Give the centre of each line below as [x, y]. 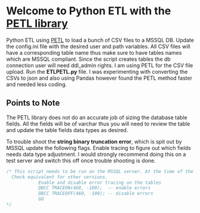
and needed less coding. [36, 84]
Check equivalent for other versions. [60, 177]
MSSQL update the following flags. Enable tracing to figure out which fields [99, 148]
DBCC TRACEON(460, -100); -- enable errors [94, 188]
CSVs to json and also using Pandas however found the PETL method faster [99, 78]
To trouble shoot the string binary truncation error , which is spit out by [94, 142]
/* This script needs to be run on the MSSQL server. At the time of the [100, 171]
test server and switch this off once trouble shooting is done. [81, 160]
